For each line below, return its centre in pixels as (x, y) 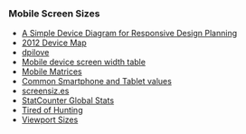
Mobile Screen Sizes (54, 14)
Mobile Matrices (52, 72)
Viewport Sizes (50, 120)
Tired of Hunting (52, 110)
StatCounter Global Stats (68, 100)
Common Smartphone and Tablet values (97, 81)
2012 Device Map (54, 43)
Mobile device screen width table (84, 62)
